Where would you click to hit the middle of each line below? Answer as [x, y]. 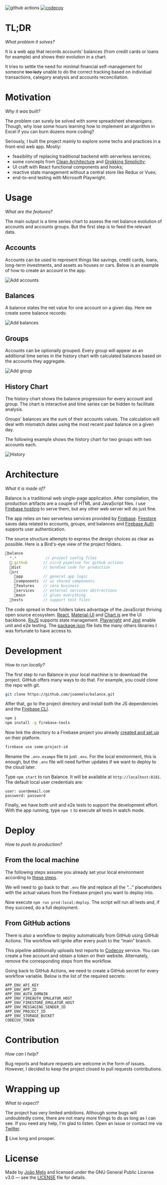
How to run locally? [25, 665]
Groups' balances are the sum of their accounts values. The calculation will [82, 419]
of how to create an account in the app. [46, 270]
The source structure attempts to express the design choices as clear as [80, 539]
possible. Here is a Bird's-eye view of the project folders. [64, 544]
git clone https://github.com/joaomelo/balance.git [60, 694]
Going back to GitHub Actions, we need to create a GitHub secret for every [82, 970]
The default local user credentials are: [44, 782]
